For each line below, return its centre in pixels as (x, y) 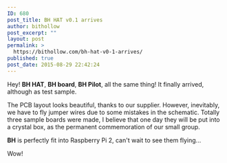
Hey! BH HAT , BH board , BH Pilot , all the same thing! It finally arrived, (106, 84)
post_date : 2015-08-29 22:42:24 (53, 65)
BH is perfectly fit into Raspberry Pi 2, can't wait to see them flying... (104, 140)
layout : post (26, 39)
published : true (30, 58)
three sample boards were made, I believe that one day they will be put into (113, 119)
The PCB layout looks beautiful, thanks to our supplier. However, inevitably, (113, 105)
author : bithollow (33, 26)
